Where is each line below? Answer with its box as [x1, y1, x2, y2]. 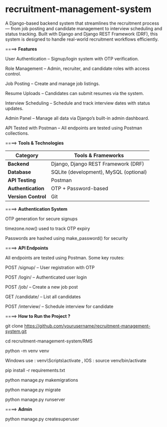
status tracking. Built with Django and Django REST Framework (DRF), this [5, 31, 158, 37]
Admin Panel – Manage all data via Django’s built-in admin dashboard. [5, 115, 149, 121]
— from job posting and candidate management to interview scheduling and [5, 25, 162, 31]
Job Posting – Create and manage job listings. [5, 80, 100, 87]
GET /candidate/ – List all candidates [5, 293, 81, 300]
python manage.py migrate [5, 386, 61, 393]
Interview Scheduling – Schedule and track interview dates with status [5, 100, 150, 106]
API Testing [8, 177, 36, 184]
